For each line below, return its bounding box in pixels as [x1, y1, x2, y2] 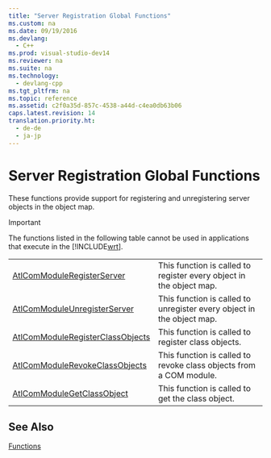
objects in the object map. [8, 202, 95, 211]
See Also [8, 420, 54, 434]
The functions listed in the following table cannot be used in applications [8, 233, 250, 243]
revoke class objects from [157, 360, 256, 371]
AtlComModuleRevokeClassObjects [12, 360, 148, 371]
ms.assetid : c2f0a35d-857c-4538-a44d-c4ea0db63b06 [8, 102, 182, 110]
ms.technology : [8, 72, 60, 80]
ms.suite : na [8, 65, 52, 73]
